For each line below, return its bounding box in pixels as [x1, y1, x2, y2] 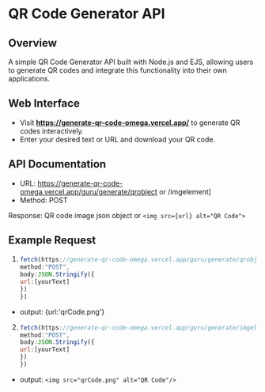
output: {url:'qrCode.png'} [19, 307, 105, 316]
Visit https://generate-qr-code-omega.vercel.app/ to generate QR [19, 118, 240, 127]
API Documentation [8, 157, 107, 171]
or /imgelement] [159, 187, 212, 196]
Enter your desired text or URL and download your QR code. [19, 134, 216, 144]
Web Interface [8, 96, 81, 111]
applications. [8, 74, 50, 83]
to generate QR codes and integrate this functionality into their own [8, 66, 228, 75]
